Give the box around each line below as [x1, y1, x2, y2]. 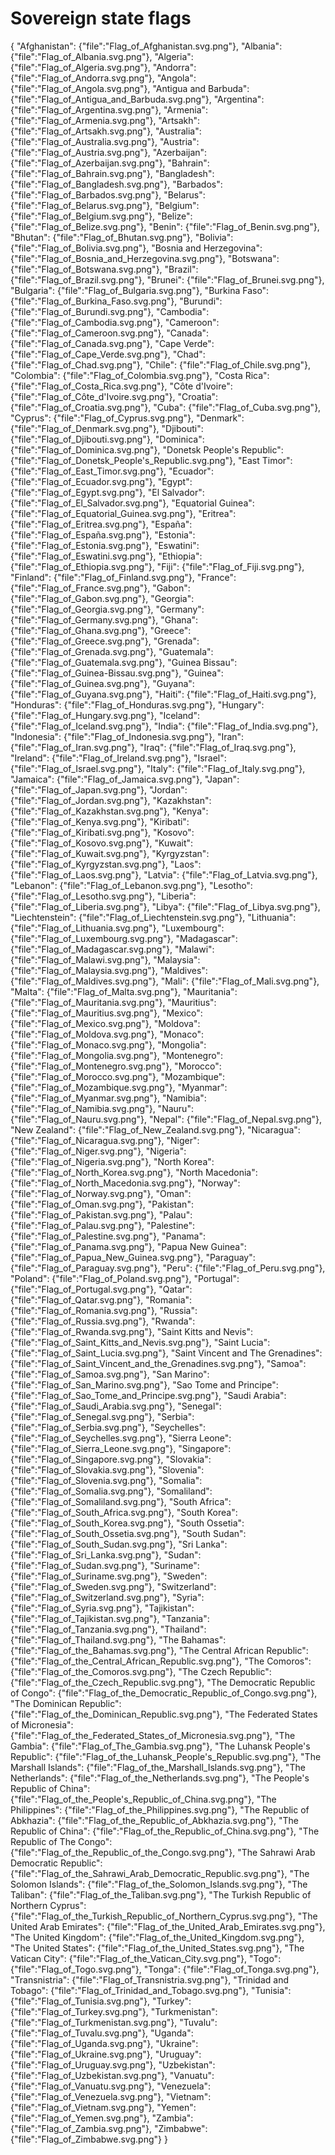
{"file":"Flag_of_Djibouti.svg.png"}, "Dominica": [10, 433, 205, 445]
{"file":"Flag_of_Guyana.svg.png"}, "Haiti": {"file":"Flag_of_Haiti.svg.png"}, [10, 688, 317, 700]
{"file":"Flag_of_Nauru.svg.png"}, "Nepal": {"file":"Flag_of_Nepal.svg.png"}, [10, 1113, 323, 1125]
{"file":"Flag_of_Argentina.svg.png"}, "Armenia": [10, 103, 209, 116]
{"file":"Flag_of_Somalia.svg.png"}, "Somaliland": [10, 1485, 213, 1497]
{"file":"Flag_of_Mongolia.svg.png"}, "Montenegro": [10, 1049, 223, 1061]
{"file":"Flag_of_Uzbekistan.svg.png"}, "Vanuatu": [10, 2069, 215, 2081]
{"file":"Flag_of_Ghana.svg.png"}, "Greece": [10, 624, 192, 636]
